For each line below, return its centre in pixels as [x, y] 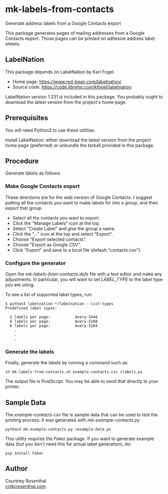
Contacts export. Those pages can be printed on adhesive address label [80, 38]
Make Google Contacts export [43, 186]
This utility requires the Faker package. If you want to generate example [80, 439]
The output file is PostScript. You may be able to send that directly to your [82, 381]
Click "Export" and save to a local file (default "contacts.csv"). [77, 250]
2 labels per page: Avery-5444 [54, 317]
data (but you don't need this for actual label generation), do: [68, 444]
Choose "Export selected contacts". [50, 239]
